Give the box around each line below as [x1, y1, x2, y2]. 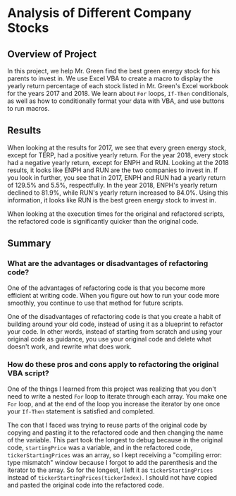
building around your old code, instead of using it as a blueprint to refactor [7, 320, 223, 328]
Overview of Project [7, 48, 97, 60]
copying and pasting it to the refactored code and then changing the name [7, 428, 223, 437]
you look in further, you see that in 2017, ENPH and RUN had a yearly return [7, 173, 226, 181]
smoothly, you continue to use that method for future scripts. [7, 298, 184, 307]
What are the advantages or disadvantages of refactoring [7, 259, 209, 269]
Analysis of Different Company [7, 5, 192, 21]
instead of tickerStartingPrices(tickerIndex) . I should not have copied [7, 473, 217, 481]
